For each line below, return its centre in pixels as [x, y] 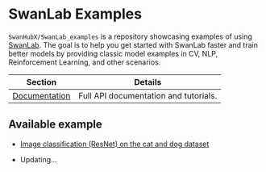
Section [42, 82]
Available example [55, 125]
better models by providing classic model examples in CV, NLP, [113, 53]
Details [148, 82]
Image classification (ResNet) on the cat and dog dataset [114, 144]
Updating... [39, 159]
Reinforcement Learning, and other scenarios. [85, 62]
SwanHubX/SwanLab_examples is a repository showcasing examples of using [130, 36]
